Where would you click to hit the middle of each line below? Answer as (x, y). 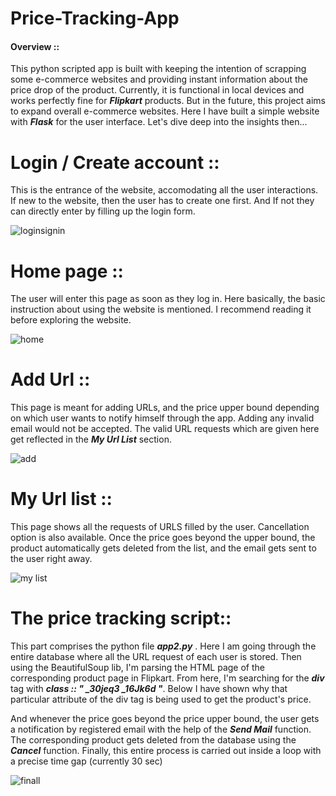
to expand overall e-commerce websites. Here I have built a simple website (165, 111)
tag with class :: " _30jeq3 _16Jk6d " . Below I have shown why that (149, 689)
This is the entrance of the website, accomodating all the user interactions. (164, 190)
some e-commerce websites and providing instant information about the (159, 79)
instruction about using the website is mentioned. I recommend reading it (161, 309)
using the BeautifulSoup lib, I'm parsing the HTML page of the (137, 668)
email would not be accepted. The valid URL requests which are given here (165, 429)
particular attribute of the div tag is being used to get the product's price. (161, 699)
